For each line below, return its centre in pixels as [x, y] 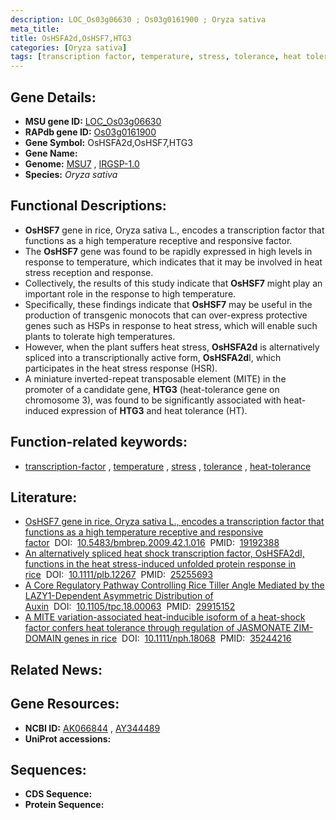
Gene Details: [53, 97]
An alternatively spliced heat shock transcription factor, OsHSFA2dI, [164, 553]
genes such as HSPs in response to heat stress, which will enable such [171, 325]
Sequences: [48, 769]
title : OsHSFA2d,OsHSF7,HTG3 [71, 38]
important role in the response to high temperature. [130, 293]
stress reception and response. [89, 272]
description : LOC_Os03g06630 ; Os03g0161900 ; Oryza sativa [138, 19]
